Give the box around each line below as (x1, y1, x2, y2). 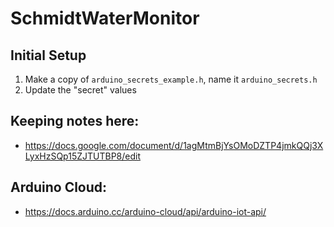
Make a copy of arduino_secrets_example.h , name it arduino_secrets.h (24, 73, 318, 85)
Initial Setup (10, 47, 87, 64)
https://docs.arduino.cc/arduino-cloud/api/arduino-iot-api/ (24, 205, 267, 217)
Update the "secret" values (24, 84, 137, 96)
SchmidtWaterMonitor (10, 7, 200, 30)
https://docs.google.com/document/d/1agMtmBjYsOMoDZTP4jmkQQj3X (24, 139, 324, 151)
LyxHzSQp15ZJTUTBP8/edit (24, 150, 141, 162)
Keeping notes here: (10, 113, 140, 130)
